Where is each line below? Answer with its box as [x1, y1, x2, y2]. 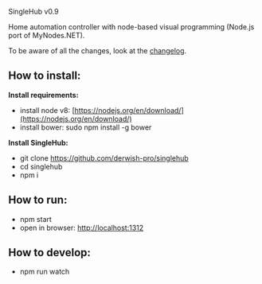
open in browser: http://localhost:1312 [19, 223, 144, 232]
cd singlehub [19, 161, 63, 171]
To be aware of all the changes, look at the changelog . [8, 46, 187, 55]
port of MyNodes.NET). [8, 31, 85, 40]
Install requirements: [8, 90, 79, 99]
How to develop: [8, 246, 92, 259]
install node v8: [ [19, 105, 76, 115]
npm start [19, 214, 52, 224]
